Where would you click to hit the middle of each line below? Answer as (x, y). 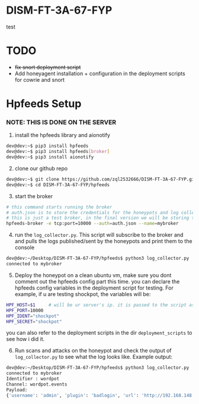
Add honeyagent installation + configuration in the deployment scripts (100, 73)
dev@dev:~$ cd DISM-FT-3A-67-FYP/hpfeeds (58, 184)
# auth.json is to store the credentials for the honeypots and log (92, 212)
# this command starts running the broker (59, 207)
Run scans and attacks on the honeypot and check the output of (93, 351)
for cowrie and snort (40, 79)
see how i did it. (25, 339)
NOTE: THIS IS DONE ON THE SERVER (61, 122)
